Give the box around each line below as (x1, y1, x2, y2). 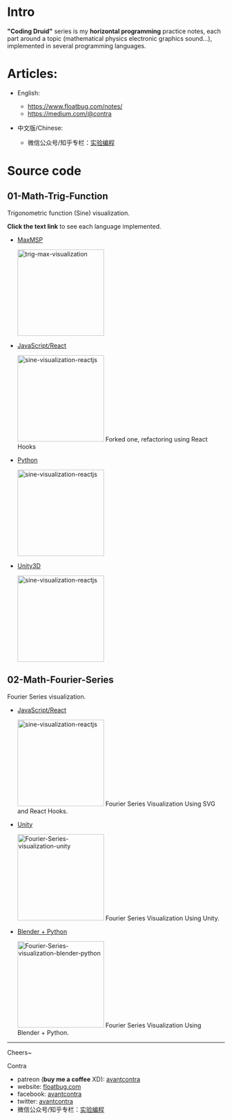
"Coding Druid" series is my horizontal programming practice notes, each (7, 27, 221, 35)
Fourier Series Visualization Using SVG (105, 799, 215, 808)
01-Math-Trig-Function (7, 191, 108, 202)
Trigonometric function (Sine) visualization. (7, 209, 130, 217)
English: (17, 88, 40, 97)
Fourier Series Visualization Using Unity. (105, 913, 220, 922)
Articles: (7, 66, 58, 82)
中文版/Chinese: (17, 124, 64, 132)
